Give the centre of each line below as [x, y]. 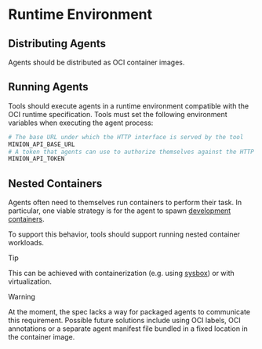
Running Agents [48, 87]
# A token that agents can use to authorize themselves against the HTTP [131, 152]
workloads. [26, 243]
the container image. [42, 337]
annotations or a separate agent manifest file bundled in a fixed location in [128, 329]
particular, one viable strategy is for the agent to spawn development [120, 211]
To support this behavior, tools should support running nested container [124, 234]
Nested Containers [55, 184]
